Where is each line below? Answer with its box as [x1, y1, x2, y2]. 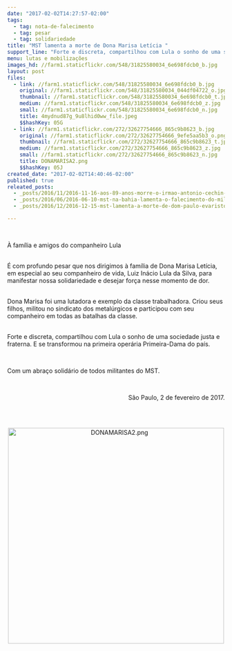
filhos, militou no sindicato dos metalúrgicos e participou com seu [7, 304, 195, 313]
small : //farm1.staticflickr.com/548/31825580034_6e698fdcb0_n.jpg [19, 106, 217, 113]
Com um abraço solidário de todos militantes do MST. [7, 367, 160, 375]
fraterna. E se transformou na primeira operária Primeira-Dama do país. [7, 340, 211, 348]
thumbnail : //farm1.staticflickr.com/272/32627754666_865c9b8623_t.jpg [19, 139, 230, 146]
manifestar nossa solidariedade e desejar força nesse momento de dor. [7, 276, 210, 284]
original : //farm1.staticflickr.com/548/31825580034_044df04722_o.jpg [19, 87, 227, 94]
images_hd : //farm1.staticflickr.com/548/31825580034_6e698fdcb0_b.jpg [7, 61, 217, 68]
